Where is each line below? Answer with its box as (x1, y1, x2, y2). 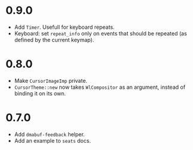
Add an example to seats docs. (14, 137, 91, 144)
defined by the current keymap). (14, 36, 94, 43)
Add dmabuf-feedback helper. (14, 130, 85, 138)
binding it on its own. (14, 89, 67, 97)
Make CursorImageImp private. (14, 77, 88, 84)
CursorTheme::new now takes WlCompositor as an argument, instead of (14, 83, 186, 91)
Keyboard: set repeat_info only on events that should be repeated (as (14, 29, 187, 37)
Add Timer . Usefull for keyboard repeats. (14, 23, 115, 31)
